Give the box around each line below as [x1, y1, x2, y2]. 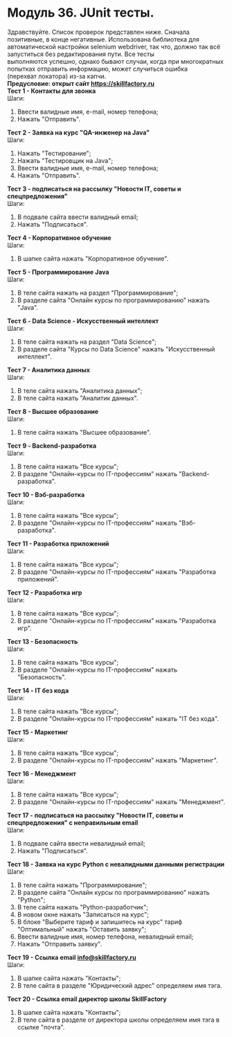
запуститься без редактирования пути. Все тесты [7, 50, 154, 58]
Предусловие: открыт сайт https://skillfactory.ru [7, 79, 154, 87]
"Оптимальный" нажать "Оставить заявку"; [17, 925, 147, 933]
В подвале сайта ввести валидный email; [17, 213, 139, 221]
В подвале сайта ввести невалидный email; [17, 839, 145, 847]
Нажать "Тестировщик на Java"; [17, 156, 113, 164]
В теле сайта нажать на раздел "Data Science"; [17, 338, 157, 346]
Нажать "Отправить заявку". [17, 939, 102, 948]
